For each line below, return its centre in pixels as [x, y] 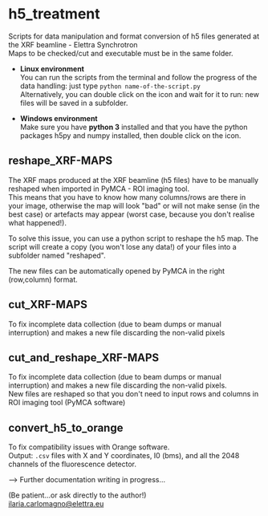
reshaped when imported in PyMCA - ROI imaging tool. [99, 189]
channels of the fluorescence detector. [73, 464]
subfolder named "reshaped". [57, 255]
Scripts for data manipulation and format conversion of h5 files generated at [134, 36]
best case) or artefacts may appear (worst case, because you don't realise [132, 214]
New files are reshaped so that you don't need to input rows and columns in [134, 394]
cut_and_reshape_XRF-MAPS [84, 358]
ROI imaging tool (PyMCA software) [67, 403]
